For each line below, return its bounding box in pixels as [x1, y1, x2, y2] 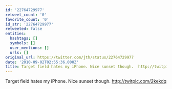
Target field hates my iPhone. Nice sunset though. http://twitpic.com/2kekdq [5, 78, 167, 84]
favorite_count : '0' [5, 17, 50, 22]
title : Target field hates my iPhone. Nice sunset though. [5, 64, 134, 69]
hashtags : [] [10, 36, 38, 41]
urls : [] [10, 50, 29, 55]
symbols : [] [10, 41, 36, 46]
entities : [5, 31, 27, 36]
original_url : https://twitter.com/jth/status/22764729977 [5, 54, 134, 60]
